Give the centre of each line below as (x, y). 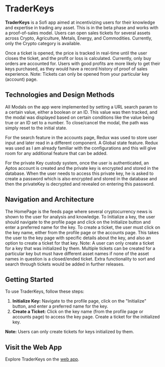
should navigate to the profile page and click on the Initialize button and (78, 222)
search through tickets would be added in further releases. (65, 264)
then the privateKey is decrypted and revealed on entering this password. (80, 184)
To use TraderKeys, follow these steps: (45, 291)
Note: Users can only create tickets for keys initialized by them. (70, 332)
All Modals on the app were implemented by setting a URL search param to (81, 106)
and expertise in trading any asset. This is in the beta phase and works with (82, 27)
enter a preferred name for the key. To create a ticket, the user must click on (83, 227)
